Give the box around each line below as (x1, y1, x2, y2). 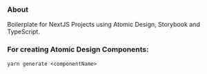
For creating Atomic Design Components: (7, 45, 149, 54)
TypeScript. (7, 27, 40, 36)
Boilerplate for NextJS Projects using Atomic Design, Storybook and (7, 21, 200, 29)
